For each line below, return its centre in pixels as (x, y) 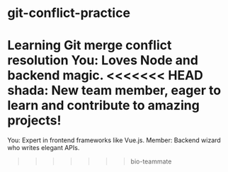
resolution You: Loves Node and (103, 61)
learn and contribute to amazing (103, 106)
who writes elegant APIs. (44, 148)
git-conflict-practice (69, 13)
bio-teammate (151, 161)
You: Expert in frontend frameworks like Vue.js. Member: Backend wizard (114, 140)
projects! (34, 121)
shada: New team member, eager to (114, 91)
